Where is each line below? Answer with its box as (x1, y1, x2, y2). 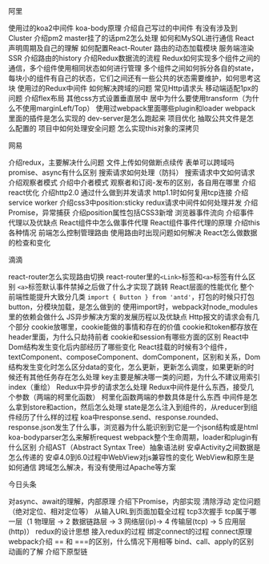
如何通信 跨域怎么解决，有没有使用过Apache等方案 (8, 463, 176, 472)
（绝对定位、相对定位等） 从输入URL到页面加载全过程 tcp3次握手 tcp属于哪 (8, 507, 257, 516)
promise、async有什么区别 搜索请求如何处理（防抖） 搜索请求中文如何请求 (8, 168, 255, 177)
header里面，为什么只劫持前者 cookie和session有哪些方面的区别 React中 (8, 332, 250, 342)
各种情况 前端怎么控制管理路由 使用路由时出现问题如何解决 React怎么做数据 (8, 228, 258, 237)
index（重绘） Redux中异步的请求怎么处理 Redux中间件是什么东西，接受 (8, 383, 247, 392)
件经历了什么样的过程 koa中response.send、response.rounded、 (8, 412, 223, 422)
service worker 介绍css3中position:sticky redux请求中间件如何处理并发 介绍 (8, 198, 259, 207)
